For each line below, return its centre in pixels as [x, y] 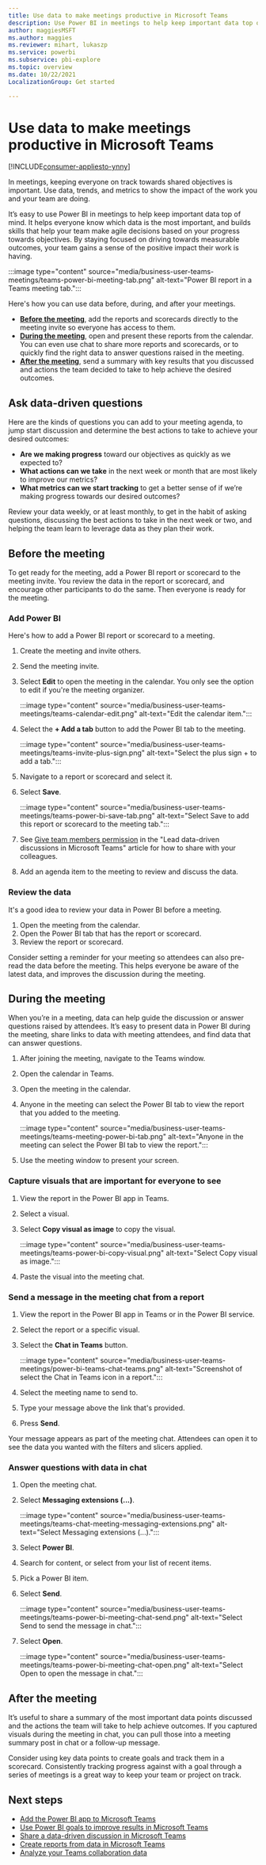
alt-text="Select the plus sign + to [201, 753]
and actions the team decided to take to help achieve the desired [125, 370]
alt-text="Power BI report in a [204, 280]
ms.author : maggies [40, 38]
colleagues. [38, 856]
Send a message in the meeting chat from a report [106, 1297]
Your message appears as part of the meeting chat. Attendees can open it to [133, 1439]
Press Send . [40, 1424]
